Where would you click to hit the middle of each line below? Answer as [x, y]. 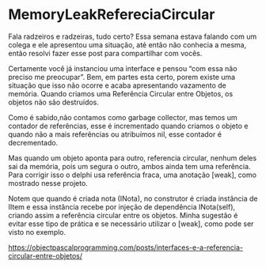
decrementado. [33, 142]
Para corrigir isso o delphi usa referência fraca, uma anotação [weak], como [133, 175]
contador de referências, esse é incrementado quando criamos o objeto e [128, 126]
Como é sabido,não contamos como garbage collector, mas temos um [123, 117]
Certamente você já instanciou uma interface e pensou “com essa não [123, 68]
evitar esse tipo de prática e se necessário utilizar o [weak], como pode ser [131, 224]
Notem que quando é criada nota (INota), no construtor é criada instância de [133, 198]
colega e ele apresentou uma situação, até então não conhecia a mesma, [127, 44]
